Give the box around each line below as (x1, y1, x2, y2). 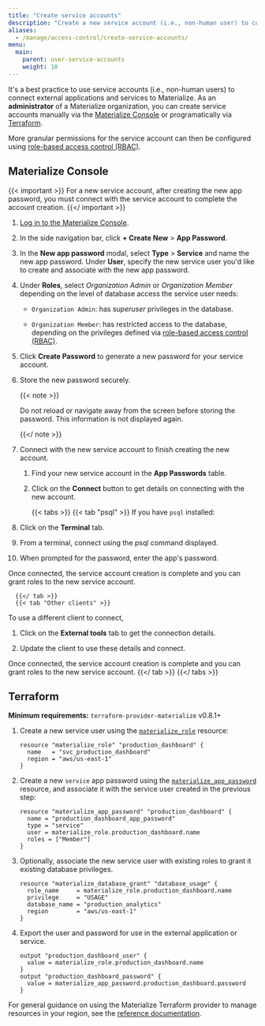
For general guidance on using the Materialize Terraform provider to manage (8, 1000, 257, 1010)
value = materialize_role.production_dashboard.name (27, 959, 204, 967)
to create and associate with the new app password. (19, 265, 190, 275)
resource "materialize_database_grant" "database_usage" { (19, 880, 218, 888)
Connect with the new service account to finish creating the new (19, 444, 230, 454)
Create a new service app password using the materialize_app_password (19, 776, 257, 785)
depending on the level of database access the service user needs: (19, 289, 239, 298)
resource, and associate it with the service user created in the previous (19, 784, 251, 794)
